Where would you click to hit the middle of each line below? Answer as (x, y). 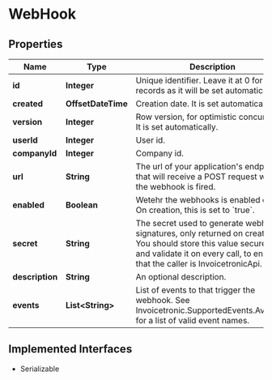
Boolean (82, 205)
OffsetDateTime (96, 104)
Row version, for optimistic (186, 117)
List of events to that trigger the (195, 290)
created (28, 104)
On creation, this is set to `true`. (195, 210)
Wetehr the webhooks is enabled (198, 200)
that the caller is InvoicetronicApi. (199, 264)
